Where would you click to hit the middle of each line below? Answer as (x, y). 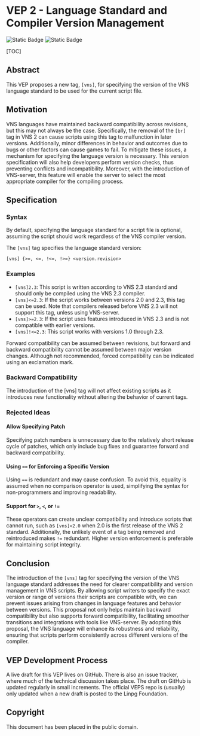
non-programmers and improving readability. (61, 492)
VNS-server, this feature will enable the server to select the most (86, 175)
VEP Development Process (57, 660)
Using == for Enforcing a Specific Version (58, 466)
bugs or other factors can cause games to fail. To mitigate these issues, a (96, 149)
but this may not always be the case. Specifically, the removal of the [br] (96, 130)
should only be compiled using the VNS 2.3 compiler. (80, 293)
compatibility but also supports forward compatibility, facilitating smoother (98, 616)
